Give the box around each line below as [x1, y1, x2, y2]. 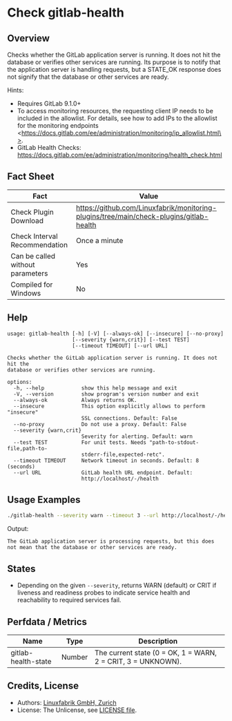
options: [7, 378, 32, 385]
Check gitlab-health [7, 5, 124, 21]
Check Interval [10, 231, 58, 241]
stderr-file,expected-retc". [81, 451, 166, 458]
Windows [10, 288, 41, 298]
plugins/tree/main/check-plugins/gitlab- [75, 211, 209, 221]
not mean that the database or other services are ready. [7, 544, 177, 551]
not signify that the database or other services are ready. [7, 73, 169, 81]
